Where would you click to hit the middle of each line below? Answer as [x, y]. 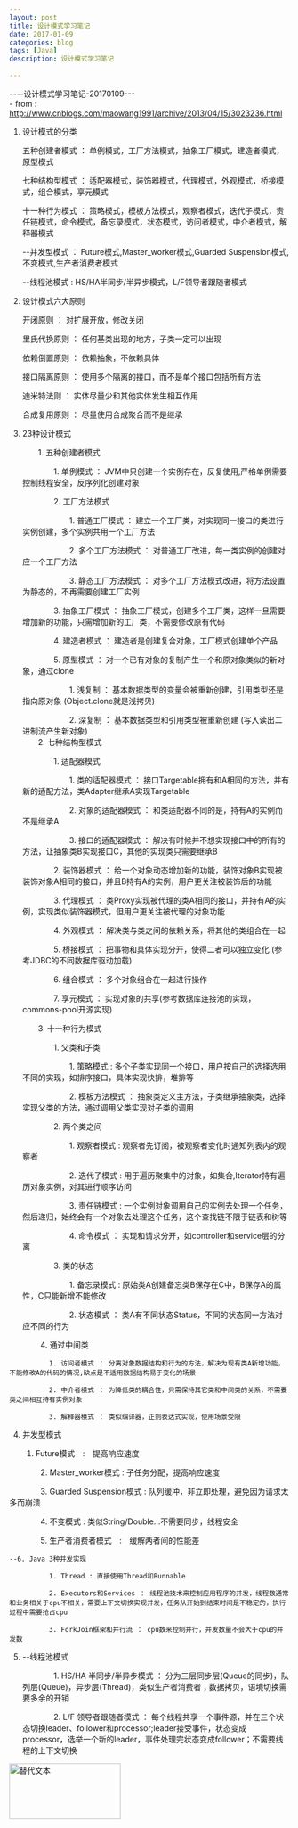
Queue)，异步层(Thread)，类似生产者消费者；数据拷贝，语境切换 [160, 1686]
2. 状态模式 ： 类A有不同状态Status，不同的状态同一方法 [172, 1315]
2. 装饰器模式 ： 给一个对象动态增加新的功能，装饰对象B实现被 [168, 870]
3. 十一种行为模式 [70, 1028]
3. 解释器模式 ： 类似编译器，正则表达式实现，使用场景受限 [145, 1417]
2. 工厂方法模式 [81, 501]
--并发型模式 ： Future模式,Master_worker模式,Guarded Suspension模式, [155, 251]
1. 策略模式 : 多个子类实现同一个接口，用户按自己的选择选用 [177, 1066]
